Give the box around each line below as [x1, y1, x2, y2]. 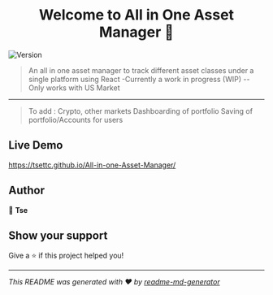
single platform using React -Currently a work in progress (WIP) [28, 74, 242, 84]
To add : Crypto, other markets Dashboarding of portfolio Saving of [28, 106, 253, 115]
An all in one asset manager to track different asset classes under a [28, 65, 254, 75]
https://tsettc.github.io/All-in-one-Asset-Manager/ [8, 160, 176, 170]
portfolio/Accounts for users [28, 115, 123, 124]
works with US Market [45, 83, 120, 93]
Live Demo [8, 138, 63, 152]
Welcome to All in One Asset [39, 6, 234, 24]
